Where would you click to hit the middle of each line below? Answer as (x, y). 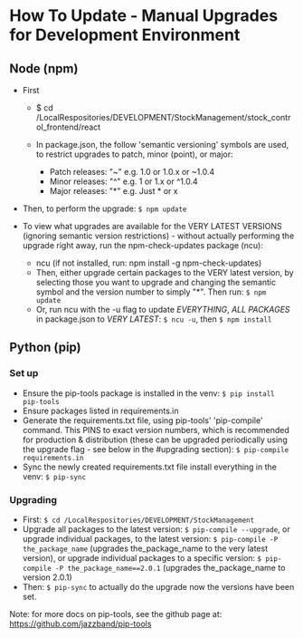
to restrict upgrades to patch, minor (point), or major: (134, 154)
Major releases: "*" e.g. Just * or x (114, 191)
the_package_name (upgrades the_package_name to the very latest (145, 548)
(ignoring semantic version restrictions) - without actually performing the (158, 236)
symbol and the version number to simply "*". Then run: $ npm (151, 292)
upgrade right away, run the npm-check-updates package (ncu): (143, 245)
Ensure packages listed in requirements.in (100, 411)
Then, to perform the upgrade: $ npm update (104, 208)
